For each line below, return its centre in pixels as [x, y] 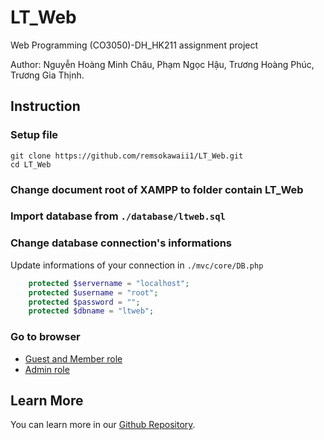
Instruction [45, 106]
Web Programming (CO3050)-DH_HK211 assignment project [134, 45]
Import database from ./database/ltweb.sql [118, 216]
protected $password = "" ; [84, 302]
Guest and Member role [73, 358]
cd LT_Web [31, 164]
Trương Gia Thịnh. [47, 75]
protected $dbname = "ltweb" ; [91, 311]
